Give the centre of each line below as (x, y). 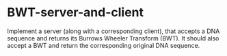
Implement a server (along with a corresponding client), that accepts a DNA (113, 31)
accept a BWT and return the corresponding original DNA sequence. (104, 45)
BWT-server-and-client (75, 12)
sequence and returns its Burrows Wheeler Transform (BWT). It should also (113, 38)
